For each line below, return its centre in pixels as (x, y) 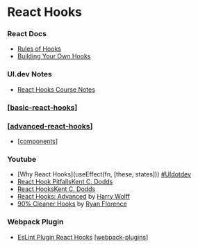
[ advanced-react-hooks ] (50, 126)
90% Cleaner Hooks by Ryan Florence (72, 204)
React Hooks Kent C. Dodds (56, 189)
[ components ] (38, 141)
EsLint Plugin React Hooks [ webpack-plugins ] (83, 237)
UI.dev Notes (30, 74)
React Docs (27, 34)
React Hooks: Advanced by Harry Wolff (74, 197)
